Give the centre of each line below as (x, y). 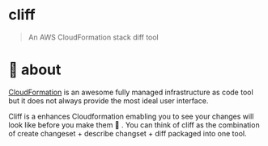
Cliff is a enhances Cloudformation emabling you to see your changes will (131, 116)
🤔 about (35, 70)
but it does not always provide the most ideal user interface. (108, 100)
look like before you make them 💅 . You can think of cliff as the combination (134, 125)
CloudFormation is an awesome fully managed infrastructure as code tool (131, 92)
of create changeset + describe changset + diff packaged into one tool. (128, 133)
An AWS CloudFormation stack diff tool (94, 37)
